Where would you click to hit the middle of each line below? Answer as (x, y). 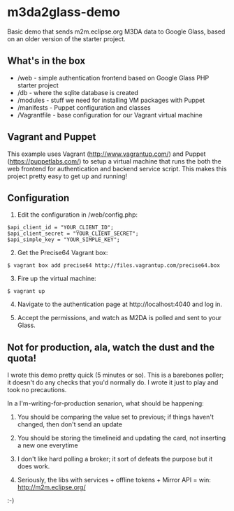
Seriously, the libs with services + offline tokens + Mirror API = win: (114, 480)
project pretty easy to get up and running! (67, 176)
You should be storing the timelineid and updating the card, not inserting (121, 438)
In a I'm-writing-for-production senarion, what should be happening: (105, 403)
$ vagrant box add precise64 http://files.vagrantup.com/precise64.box (114, 266)
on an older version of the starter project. (66, 38)
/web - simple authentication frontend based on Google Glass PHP (113, 78)
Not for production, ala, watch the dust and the (111, 347)
